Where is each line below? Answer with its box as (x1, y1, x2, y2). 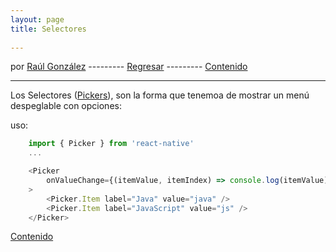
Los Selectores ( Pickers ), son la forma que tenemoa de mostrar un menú (10, 89, 310, 101)
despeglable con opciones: (10, 100, 122, 112)
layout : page (10, 14, 65, 25)
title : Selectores (10, 24, 87, 34)
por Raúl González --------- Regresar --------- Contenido (10, 61, 248, 73)
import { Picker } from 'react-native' (28, 139, 195, 149)
